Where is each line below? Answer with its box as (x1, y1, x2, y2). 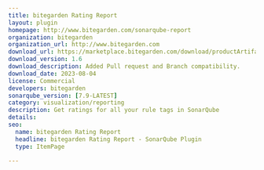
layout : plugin (8, 19, 58, 27)
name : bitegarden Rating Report (15, 128, 122, 136)
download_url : (8, 48, 55, 56)
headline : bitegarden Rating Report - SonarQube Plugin (15, 135, 202, 143)
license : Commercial (8, 77, 76, 85)
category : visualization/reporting (8, 99, 125, 107)
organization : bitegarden (8, 33, 93, 42)
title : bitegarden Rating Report (8, 11, 118, 20)
